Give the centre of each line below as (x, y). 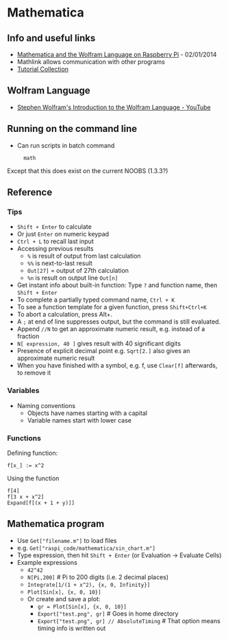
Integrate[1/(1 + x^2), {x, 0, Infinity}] (89, 585)
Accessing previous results (55, 249)
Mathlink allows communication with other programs (91, 62)
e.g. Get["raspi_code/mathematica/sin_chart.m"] (86, 548)
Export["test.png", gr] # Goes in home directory (108, 614)
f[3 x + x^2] (26, 497)
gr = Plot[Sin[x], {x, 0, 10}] (82, 607)
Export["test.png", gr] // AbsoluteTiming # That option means (129, 620)
